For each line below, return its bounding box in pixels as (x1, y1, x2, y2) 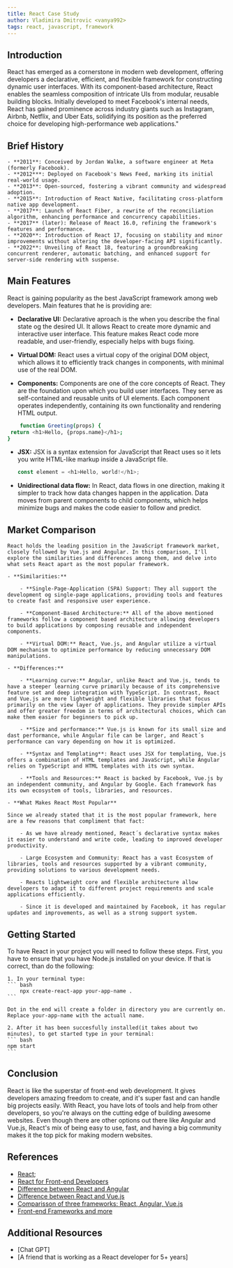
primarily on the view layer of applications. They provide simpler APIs (7, 702, 227, 709)
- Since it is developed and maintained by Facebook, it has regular (20, 903, 227, 911)
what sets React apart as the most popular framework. (7, 561, 170, 568)
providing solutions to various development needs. (7, 867, 160, 874)
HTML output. (17, 408, 58, 417)
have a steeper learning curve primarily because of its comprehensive (7, 683, 220, 691)
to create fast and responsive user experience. (7, 598, 151, 605)
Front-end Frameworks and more (17, 1206, 113, 1215)
